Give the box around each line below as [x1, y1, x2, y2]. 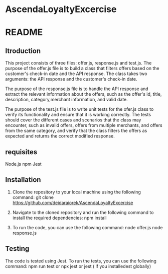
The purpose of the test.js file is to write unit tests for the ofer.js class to [5, 106, 154, 112]
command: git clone [12, 194, 54, 200]
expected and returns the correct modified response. [5, 133, 115, 139]
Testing [5, 244, 30, 253]
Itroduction [5, 46, 41, 55]
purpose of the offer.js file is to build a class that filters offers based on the [5, 65, 159, 72]
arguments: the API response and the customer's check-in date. [5, 76, 137, 82]
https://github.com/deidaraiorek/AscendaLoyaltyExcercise [12, 199, 133, 205]
